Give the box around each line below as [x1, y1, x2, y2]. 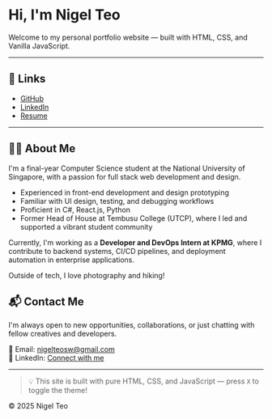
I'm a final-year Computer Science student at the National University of [8, 163, 245, 173]
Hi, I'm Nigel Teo [8, 6, 121, 24]
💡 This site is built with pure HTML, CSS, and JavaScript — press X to [28, 376, 259, 386]
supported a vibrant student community [19, 222, 153, 231]
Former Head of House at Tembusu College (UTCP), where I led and [19, 213, 248, 223]
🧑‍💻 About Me [8, 142, 76, 155]
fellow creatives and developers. [8, 329, 117, 339]
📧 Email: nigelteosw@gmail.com [8, 345, 115, 354]
